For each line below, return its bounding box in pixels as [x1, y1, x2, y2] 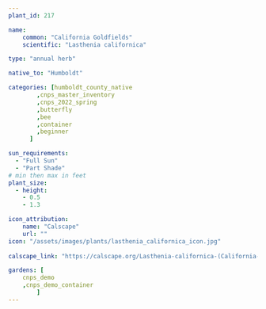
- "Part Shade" [15, 164, 66, 172]
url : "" [22, 230, 47, 238]
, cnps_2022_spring [36, 98, 97, 106]
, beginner [36, 128, 69, 135]
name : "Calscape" [22, 223, 80, 231]
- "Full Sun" [15, 157, 59, 165]
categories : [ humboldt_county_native [8, 84, 133, 92]
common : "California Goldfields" [22, 33, 133, 41]
